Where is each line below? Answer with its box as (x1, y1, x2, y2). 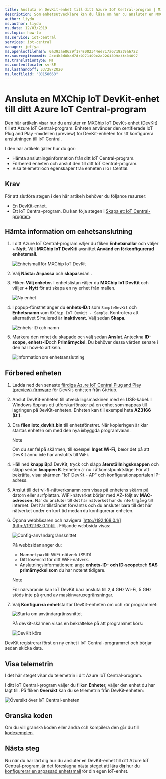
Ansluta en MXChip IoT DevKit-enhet (5, 93, 160, 105)
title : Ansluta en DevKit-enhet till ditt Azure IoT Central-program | (5, 7, 156, 12)
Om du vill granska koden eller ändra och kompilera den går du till (5, 724, 139, 730)
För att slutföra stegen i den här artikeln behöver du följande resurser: (5, 193, 147, 199)
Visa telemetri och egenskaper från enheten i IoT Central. (12, 166, 129, 171)
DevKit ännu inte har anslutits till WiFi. (12, 452, 89, 458)
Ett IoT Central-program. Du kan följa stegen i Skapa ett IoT (12, 208, 133, 214)
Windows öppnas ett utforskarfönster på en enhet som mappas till (12, 402, 147, 408)
